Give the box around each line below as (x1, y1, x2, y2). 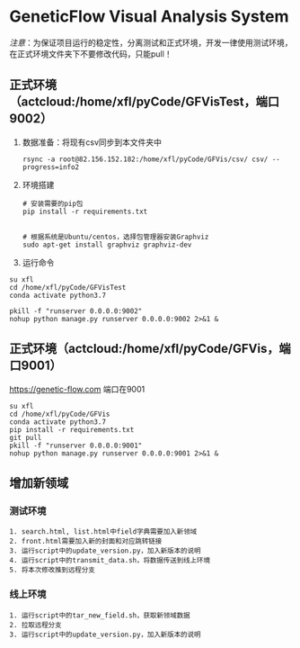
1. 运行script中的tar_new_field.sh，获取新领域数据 (9, 610, 190, 620)
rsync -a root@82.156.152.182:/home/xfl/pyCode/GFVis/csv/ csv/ (22, 155, 269, 164)
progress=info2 (22, 162, 80, 172)
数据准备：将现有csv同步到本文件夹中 (22, 137, 163, 148)
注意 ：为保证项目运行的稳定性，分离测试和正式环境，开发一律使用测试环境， (9, 37, 293, 48)
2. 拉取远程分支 (9, 620, 62, 629)
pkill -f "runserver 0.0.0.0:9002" (9, 306, 143, 316)
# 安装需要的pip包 (22, 199, 84, 208)
